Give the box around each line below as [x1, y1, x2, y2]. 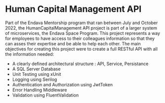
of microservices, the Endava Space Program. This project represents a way [5, 30, 161, 36]
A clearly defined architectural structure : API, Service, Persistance [12, 61, 149, 67]
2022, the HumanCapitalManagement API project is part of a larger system [5, 25, 157, 31]
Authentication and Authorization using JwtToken [12, 81, 113, 87]
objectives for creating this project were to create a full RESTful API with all [5, 46, 158, 52]
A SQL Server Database [12, 66, 61, 72]
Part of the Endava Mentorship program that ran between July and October [5, 20, 158, 26]
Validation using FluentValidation [12, 92, 79, 98]
